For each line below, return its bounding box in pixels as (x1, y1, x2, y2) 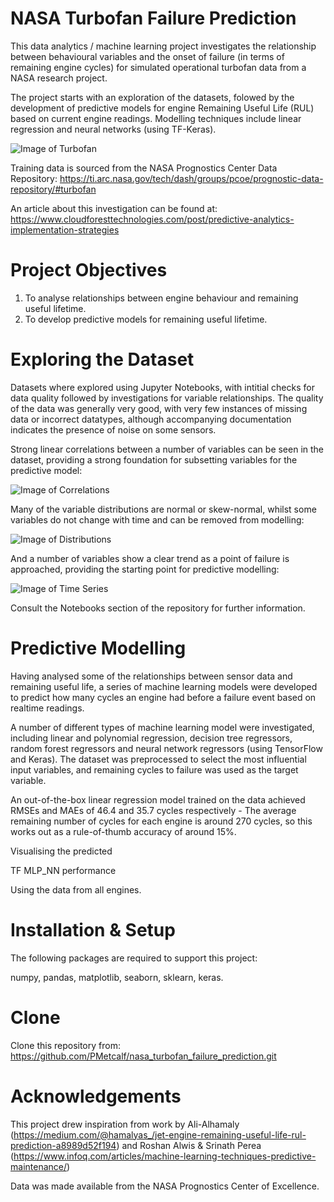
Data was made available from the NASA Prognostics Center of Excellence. (10, 1180, 320, 1192)
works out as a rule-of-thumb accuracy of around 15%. (10, 825, 237, 837)
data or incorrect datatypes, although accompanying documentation (10, 413, 292, 425)
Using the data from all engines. (10, 883, 142, 896)
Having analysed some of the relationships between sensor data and (10, 670, 293, 682)
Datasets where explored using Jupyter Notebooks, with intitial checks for (10, 381, 315, 393)
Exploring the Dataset (10, 348, 195, 371)
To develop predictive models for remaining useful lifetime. (24, 313, 268, 325)
